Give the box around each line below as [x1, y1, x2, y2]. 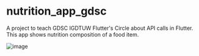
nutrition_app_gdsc [6, 4, 107, 18]
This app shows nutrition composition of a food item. [6, 30, 139, 38]
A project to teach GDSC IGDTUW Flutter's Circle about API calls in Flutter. [6, 24, 194, 32]
